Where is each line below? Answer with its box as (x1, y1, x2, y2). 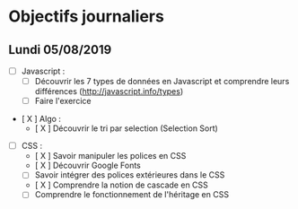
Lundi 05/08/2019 (8, 42, 112, 57)
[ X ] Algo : (21, 114, 62, 125)
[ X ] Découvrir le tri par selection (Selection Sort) (34, 123, 219, 134)
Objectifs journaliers (8, 6, 165, 27)
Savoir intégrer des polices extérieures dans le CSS (34, 170, 225, 180)
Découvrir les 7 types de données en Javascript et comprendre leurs (34, 76, 290, 87)
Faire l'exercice (34, 96, 92, 107)
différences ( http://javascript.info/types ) (34, 86, 184, 97)
